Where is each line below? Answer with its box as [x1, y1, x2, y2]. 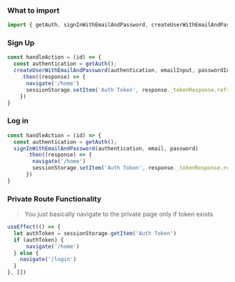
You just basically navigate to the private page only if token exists [24, 210, 213, 218]
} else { [13, 249, 39, 257]
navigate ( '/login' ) [20, 256, 77, 263]
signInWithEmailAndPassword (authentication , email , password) [13, 145, 199, 152]
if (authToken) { [13, 237, 64, 244]
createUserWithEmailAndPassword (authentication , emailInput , [13, 67, 196, 74]
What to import [7, 6, 59, 15]
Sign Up [7, 38, 35, 48]
